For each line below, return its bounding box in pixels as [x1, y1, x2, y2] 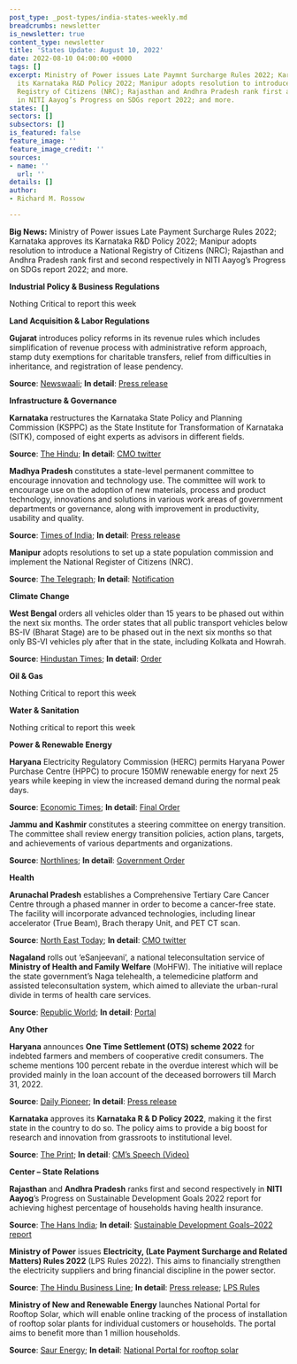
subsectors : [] [9, 121, 65, 129]
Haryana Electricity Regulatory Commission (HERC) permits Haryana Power [9, 756, 286, 767]
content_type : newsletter [9, 37, 104, 47]
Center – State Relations [9, 1166, 100, 1177]
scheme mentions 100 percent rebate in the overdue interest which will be [9, 1060, 278, 1071]
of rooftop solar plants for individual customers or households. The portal [9, 1318, 277, 1329]
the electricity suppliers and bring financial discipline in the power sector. [9, 1265, 276, 1275]
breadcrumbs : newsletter [9, 21, 101, 30]
